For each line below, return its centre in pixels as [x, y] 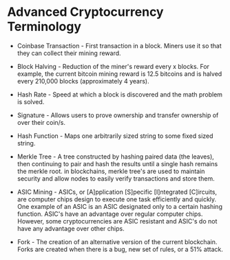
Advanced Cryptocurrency [85, 12]
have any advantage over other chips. [71, 228]
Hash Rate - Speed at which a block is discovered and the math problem [119, 94]
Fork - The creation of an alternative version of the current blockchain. [117, 241]
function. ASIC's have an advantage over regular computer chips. [110, 214]
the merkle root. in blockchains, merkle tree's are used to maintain [111, 171]
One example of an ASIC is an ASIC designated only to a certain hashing [119, 206]
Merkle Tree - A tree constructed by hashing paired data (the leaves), [116, 157]
